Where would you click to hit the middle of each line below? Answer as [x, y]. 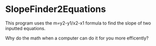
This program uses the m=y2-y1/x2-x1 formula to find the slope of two [78, 23]
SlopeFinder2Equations [56, 9]
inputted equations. [25, 28]
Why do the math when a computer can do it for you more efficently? [77, 38]
